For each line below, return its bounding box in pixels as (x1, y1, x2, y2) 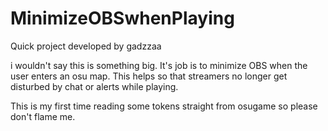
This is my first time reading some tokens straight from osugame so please (10, 100, 318, 112)
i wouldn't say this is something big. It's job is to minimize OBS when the (10, 59, 308, 71)
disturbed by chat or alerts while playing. (10, 80, 179, 92)
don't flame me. (10, 110, 76, 122)
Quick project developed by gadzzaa (10, 40, 162, 52)
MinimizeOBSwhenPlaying (10, 7, 235, 30)
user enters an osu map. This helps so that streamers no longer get (10, 70, 288, 82)
